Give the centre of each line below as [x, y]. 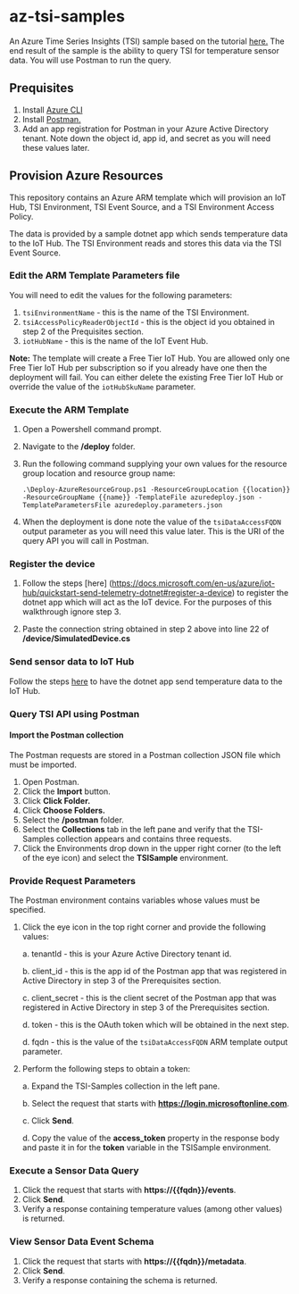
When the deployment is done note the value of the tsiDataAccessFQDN [151, 522]
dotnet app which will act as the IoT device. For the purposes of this [147, 602]
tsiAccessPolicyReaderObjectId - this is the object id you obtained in [148, 321]
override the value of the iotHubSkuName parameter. [103, 387]
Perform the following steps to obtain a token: [106, 1069]
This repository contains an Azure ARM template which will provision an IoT [148, 197]
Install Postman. [52, 119]
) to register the [260, 593]
